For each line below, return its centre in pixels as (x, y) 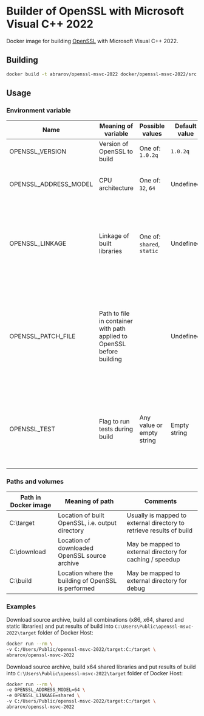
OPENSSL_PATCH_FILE (42, 336)
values (152, 134)
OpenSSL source (82, 555)
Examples (21, 607)
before (109, 352)
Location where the (86, 573)
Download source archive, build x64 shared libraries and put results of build (101, 667)
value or (151, 425)
